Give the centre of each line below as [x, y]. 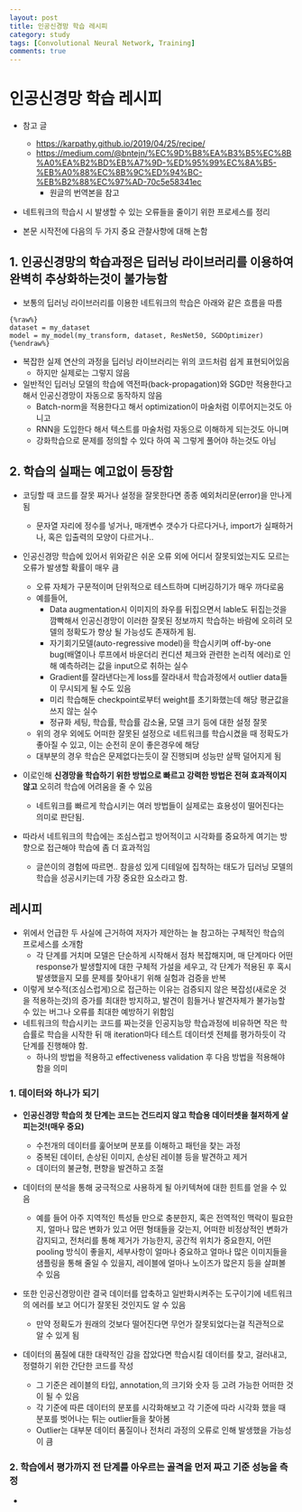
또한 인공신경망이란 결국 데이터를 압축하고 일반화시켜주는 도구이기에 [142, 1293]
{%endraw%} [30, 343]
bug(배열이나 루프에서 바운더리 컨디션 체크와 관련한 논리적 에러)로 [165, 654]
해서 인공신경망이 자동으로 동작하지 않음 [92, 395]
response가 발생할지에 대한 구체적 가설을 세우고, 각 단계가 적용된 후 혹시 [164, 966]
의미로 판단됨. [60, 817]
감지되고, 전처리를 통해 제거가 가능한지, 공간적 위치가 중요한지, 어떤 [154, 1240]
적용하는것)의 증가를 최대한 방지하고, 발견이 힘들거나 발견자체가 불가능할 [159, 1000]
